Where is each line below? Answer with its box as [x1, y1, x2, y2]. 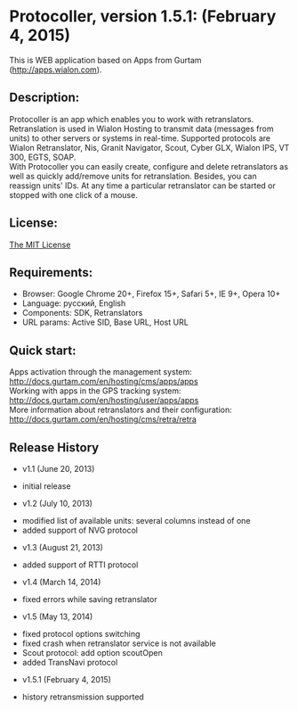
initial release [21, 481, 71, 492]
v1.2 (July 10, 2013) [21, 498, 93, 508]
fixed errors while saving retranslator [21, 594, 157, 604]
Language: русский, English [21, 298, 126, 309]
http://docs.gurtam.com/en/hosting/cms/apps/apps [9, 376, 198, 387]
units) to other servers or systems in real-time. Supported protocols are [9, 132, 271, 144]
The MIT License [9, 239, 71, 250]
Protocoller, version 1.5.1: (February [9, 6, 277, 27]
